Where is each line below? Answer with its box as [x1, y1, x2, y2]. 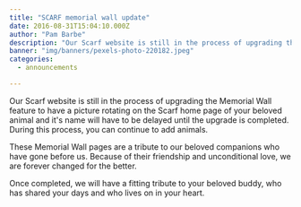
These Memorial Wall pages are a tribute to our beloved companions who [9, 141, 280, 152]
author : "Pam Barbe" [9, 30, 87, 39]
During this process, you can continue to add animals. [9, 124, 209, 134]
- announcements [17, 64, 78, 73]
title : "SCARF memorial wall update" [9, 13, 150, 22]
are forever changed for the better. [9, 160, 137, 171]
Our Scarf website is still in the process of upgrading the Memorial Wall [9, 95, 272, 106]
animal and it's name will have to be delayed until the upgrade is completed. [9, 114, 289, 125]
